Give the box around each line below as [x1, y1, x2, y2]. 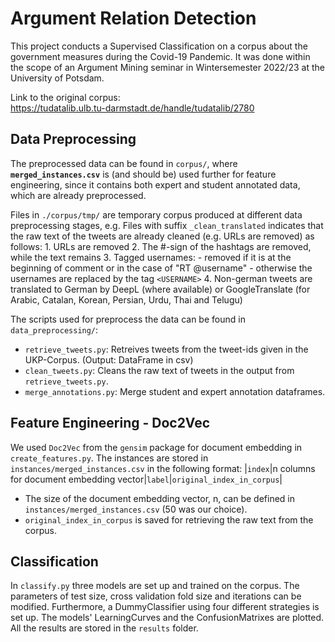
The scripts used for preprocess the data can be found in [10, 313, 246, 325]
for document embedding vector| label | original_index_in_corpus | [10, 473, 283, 485]
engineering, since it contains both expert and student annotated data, [10, 178, 301, 191]
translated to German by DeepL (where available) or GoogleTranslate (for [10, 283, 311, 295]
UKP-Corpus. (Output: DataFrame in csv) [24, 353, 194, 366]
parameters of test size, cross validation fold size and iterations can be [10, 590, 302, 602]
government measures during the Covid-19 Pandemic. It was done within [10, 50, 311, 62]
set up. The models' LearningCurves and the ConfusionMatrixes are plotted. [10, 612, 325, 624]
